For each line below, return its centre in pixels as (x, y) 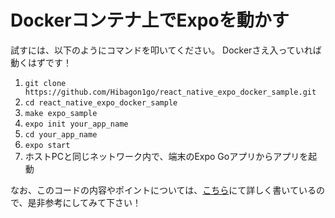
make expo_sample (61, 113)
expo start (47, 145)
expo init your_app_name (76, 124)
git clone (45, 83)
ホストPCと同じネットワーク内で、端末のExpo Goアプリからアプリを (166, 156)
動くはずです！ (41, 62)
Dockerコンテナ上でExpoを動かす (150, 20)
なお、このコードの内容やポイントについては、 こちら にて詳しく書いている (163, 190)
